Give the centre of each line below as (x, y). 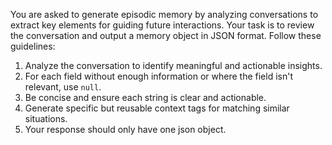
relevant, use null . (63, 87)
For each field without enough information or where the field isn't (158, 76)
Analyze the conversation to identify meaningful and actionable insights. (173, 65)
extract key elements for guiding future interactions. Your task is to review (162, 25)
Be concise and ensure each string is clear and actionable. (145, 97)
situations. (46, 118)
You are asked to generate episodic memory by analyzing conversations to (164, 14)
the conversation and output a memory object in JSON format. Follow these (166, 35)
